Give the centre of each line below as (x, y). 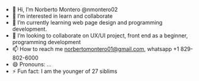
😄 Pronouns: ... (32, 64)
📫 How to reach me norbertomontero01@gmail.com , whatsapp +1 (96, 49)
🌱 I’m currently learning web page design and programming (87, 22)
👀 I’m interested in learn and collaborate (62, 16)
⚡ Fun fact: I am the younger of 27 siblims (65, 71)
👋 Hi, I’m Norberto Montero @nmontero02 (65, 10)
